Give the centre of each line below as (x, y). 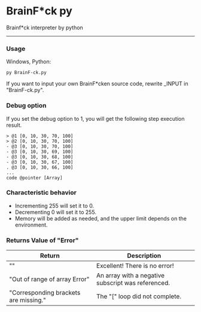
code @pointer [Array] (34, 178)
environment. (31, 225)
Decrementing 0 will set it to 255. (56, 212)
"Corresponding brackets (45, 293)
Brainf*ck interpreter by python (45, 27)
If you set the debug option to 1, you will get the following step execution (95, 118)
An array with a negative (131, 276)
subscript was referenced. (133, 283)
